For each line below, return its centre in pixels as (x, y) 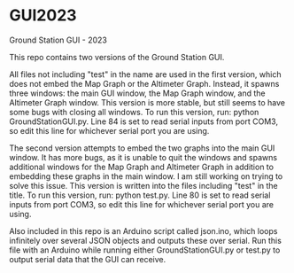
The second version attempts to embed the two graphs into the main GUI (142, 148)
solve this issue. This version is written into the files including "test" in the (144, 185)
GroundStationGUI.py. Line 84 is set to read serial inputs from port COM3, (144, 121)
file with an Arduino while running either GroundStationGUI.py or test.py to (145, 250)
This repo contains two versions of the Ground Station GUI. (117, 57)
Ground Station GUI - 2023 (58, 40)
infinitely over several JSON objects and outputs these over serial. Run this (145, 240)
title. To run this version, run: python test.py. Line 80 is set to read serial (140, 195)
